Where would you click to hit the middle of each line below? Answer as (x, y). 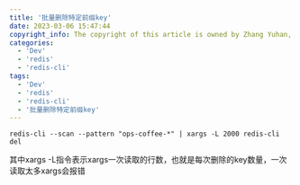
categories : (32, 43)
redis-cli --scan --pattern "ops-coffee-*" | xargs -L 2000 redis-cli (145, 134)
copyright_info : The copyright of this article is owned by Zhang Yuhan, (151, 34)
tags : (19, 76)
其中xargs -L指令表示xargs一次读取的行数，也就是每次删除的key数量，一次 (148, 160)
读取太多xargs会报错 (47, 171)
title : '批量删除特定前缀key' (61, 18)
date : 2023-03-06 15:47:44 (60, 26)
